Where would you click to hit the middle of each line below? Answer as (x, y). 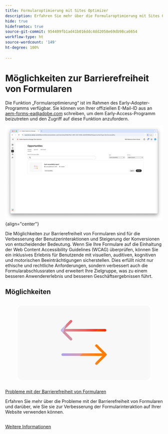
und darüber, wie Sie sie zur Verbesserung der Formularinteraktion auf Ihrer (83, 407)
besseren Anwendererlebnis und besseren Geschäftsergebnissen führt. (79, 276)
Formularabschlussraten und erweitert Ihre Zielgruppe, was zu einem (76, 271)
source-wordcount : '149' (31, 43)
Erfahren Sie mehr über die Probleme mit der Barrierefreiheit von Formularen (84, 401)
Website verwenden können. (34, 412)
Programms (17, 108)
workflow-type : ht (24, 37)
